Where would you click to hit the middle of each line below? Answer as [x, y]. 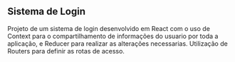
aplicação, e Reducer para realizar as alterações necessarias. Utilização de [117, 43]
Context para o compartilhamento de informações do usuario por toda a [113, 36]
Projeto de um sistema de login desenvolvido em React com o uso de [109, 28]
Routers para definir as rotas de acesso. [66, 51]
